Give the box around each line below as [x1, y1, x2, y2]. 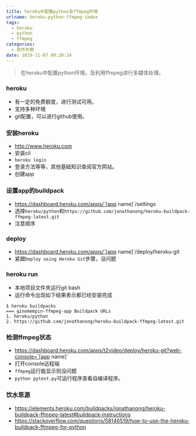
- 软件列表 [11, 47, 35, 53]
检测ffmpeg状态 [6, 333, 51, 342]
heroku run [6, 270, 38, 278]
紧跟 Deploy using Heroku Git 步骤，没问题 [14, 255, 116, 262]
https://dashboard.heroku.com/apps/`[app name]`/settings [14, 200, 156, 207]
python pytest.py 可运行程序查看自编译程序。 [14, 375, 124, 382]
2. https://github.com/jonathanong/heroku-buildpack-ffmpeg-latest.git [6, 319, 184, 325]
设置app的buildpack [6, 187, 64, 195]
